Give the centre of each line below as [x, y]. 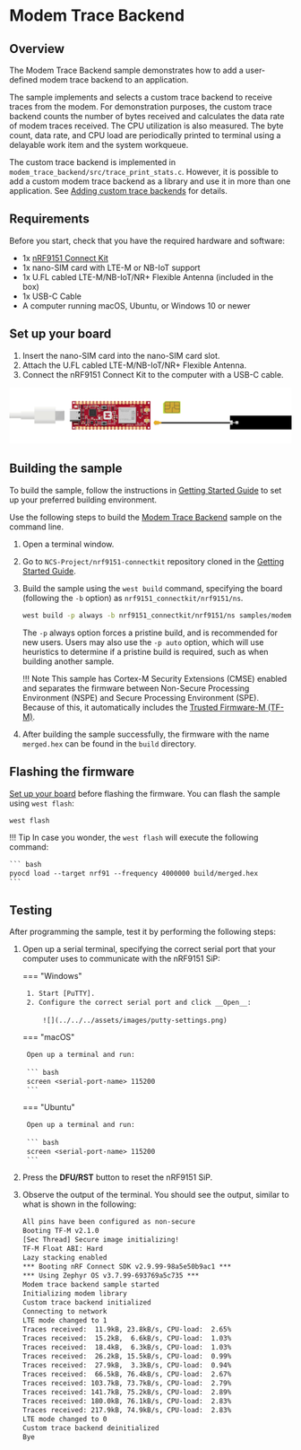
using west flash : [42, 803]
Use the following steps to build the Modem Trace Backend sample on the [146, 517]
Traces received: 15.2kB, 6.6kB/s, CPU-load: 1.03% [127, 1339]
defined [24, 80]
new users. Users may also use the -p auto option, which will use [143, 642]
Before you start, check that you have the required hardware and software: [147, 240]
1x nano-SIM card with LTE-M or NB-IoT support [111, 267]
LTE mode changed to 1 [64, 1321]
